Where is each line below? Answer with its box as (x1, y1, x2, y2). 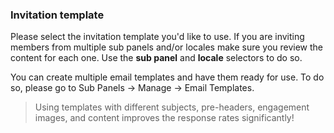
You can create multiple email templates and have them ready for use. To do (10, 71, 325, 83)
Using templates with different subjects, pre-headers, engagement (34, 101, 310, 113)
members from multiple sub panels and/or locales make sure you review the (10, 41, 324, 53)
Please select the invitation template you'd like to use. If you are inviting (10, 31, 305, 43)
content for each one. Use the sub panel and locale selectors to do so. (10, 52, 303, 64)
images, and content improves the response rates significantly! (34, 112, 295, 124)
